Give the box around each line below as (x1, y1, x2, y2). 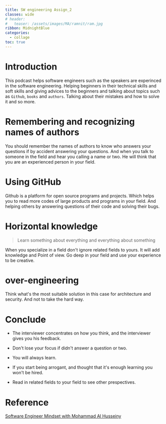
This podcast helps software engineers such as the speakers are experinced (5, 78, 162, 84)
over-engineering (5, 274, 79, 286)
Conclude (5, 314, 46, 325)
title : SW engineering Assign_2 (5, 7, 72, 12)
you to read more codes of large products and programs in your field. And (5, 198, 156, 204)
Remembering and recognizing (5, 116, 135, 127)
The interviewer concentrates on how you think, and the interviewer (12, 330, 151, 336)
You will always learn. (12, 355, 57, 361)
